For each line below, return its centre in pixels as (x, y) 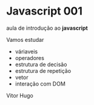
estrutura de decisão (41, 64)
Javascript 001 (45, 11)
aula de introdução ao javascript (47, 28)
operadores (29, 58)
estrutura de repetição (43, 70)
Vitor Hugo (20, 95)
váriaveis (26, 51)
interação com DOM (40, 84)
